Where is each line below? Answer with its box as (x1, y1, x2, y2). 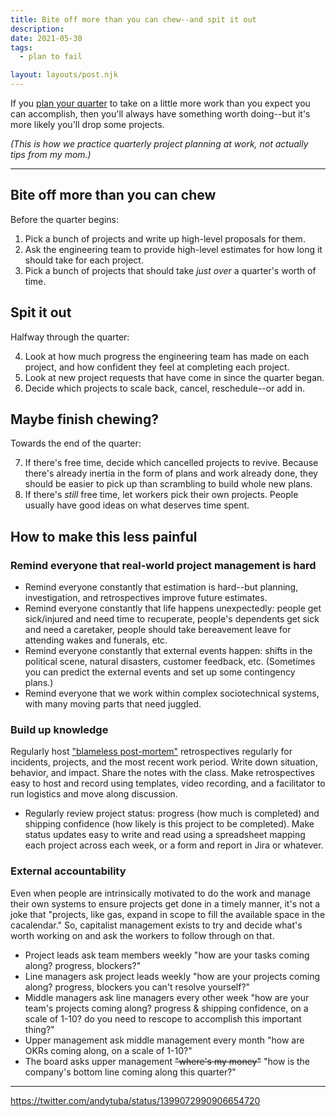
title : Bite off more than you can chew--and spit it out (10, 14, 257, 25)
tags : (10, 42, 33, 53)
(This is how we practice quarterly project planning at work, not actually (10, 138, 309, 150)
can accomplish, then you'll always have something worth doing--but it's (10, 108, 311, 120)
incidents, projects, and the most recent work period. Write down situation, (10, 756, 318, 768)
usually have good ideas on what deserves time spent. (24, 499, 250, 511)
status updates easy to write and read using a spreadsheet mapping (24, 829, 306, 841)
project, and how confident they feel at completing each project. (24, 361, 290, 373)
